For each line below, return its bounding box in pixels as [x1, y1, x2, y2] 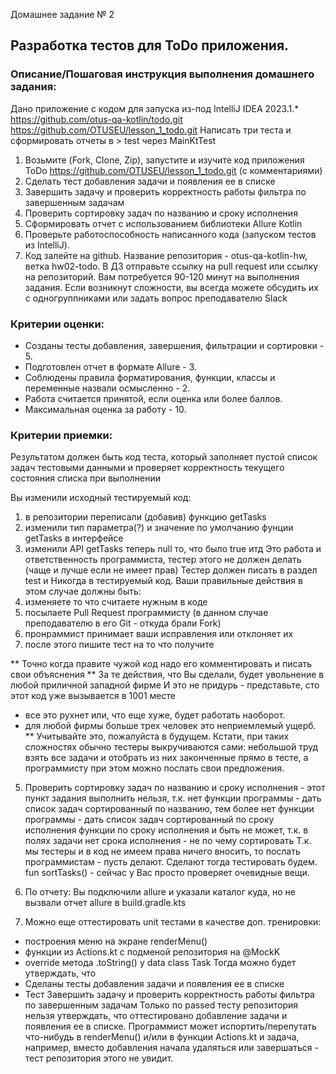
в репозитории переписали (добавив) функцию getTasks [24, 511, 267, 523]
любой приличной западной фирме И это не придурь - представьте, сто [10, 679, 320, 691]
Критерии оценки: [10, 317, 105, 331]
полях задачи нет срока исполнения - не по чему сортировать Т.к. [24, 835, 312, 847]
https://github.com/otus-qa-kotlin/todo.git [10, 113, 183, 125]
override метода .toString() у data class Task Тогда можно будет [24, 957, 297, 969]
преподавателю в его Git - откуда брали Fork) [24, 617, 222, 629]
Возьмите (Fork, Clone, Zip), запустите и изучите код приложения [24, 154, 305, 166]
